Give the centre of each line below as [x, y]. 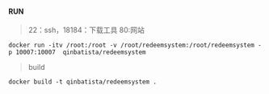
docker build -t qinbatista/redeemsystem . [83, 82]
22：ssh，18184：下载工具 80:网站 [86, 30]
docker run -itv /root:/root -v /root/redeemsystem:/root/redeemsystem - [135, 45]
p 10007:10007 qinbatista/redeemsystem [78, 52]
